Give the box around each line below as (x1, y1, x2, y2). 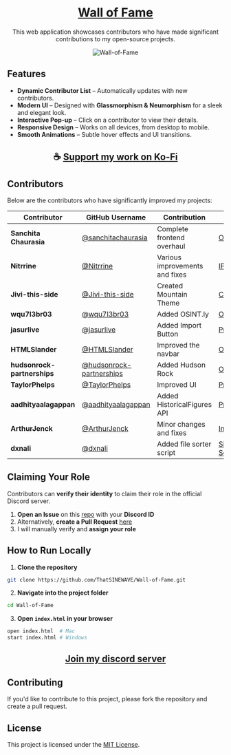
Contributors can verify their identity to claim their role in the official (7, 489, 202, 498)
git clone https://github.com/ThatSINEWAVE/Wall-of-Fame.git (7, 576, 186, 583)
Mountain (157, 289, 188, 299)
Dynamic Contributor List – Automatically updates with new (16, 86, 188, 94)
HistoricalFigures (157, 399, 212, 409)
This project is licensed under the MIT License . (7, 741, 140, 749)
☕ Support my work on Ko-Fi (53, 151, 178, 163)
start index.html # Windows (7, 635, 88, 641)
